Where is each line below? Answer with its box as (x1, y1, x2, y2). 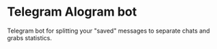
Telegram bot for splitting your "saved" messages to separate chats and (7, 27, 210, 35)
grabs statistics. (7, 33, 53, 42)
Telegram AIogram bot (7, 4, 137, 20)
